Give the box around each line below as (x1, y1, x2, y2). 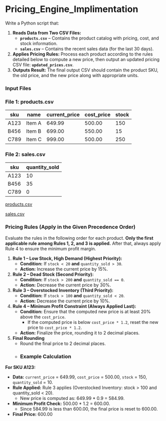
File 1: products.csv (5, 98, 54, 105)
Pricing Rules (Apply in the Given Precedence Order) (5, 224, 136, 231)
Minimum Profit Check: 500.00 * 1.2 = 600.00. (12, 400, 110, 406)
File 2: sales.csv (5, 151, 46, 158)
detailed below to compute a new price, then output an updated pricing (12, 56, 159, 62)
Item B (26, 128, 42, 135)
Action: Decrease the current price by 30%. (20, 282, 111, 288)
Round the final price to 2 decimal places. (20, 340, 106, 346)
